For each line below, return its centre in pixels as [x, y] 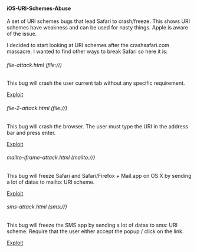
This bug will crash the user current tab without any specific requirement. [96, 83]
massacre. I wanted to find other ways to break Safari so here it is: [87, 52]
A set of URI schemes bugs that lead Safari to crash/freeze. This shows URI [98, 21]
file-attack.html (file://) [35, 65]
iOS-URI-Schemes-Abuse [39, 8]
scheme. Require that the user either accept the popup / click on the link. [95, 231]
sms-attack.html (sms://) [37, 207]
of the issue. [22, 34]
